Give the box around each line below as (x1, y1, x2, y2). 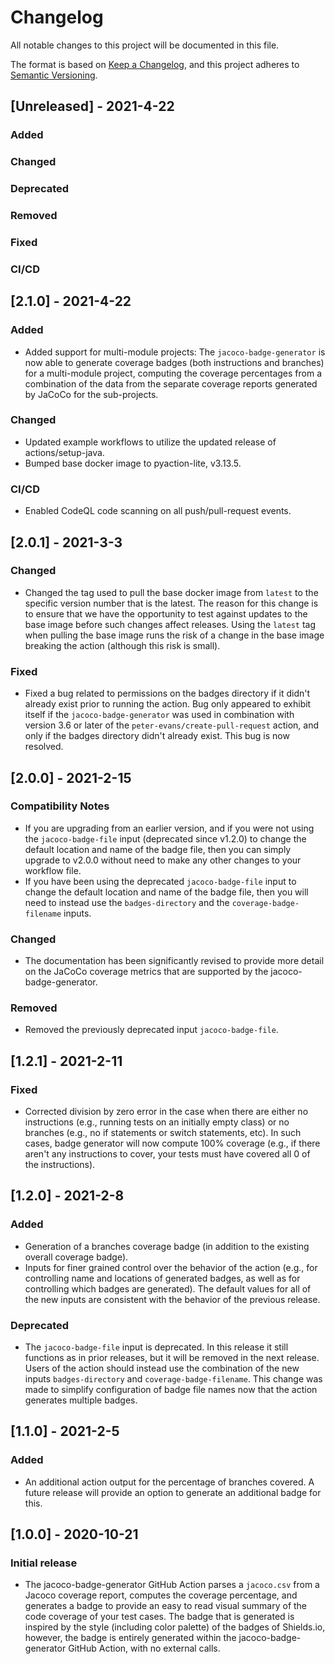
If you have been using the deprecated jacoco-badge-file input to (24, 875, 297, 887)
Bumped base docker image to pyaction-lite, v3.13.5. (24, 457, 242, 469)
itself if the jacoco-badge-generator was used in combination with (24, 709, 295, 721)
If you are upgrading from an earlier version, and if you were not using (24, 822, 315, 834)
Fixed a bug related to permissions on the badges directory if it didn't (24, 687, 311, 700)
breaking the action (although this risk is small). (24, 639, 221, 651)
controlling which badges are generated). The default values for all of (24, 1282, 312, 1295)
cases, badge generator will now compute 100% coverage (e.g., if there (24, 1137, 321, 1150)
